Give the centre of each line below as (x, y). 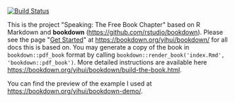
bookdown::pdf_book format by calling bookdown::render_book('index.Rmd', (116, 55)
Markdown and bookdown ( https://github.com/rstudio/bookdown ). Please (115, 32)
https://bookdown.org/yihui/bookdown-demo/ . (75, 91)
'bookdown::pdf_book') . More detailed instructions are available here (107, 62)
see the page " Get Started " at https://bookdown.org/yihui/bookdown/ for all (117, 40)
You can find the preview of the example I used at (80, 84)
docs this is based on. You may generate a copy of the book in (98, 47)
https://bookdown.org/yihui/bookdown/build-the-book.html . (95, 70)
